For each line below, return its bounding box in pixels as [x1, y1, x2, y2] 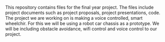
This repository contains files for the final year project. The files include [5, 5, 154, 10]
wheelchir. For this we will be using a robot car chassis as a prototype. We [5, 20, 159, 26]
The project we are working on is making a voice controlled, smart [5, 15, 143, 21]
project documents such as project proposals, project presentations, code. [5, 10, 160, 16]
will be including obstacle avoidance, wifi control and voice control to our [5, 26, 157, 32]
